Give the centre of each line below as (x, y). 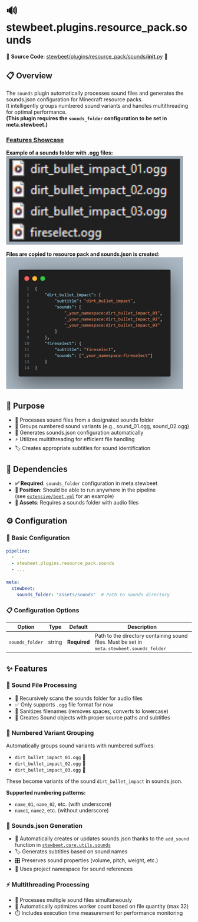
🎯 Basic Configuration (38, 538)
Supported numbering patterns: (46, 793)
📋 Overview (29, 76)
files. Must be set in (118, 642)
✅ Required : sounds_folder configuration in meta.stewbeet (86, 483)
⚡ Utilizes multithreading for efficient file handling (75, 439)
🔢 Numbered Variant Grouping (50, 733)
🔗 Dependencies (37, 469)
